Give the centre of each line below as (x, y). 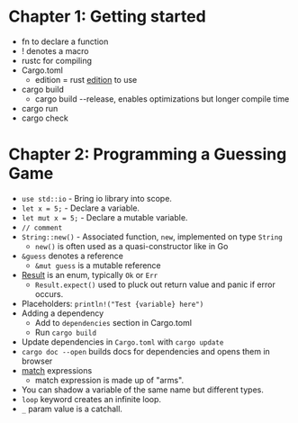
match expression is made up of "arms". (109, 380)
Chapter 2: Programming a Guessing (148, 154)
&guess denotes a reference (72, 256)
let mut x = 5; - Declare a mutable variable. (104, 217)
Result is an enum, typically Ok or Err (90, 274)
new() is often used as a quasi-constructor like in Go (131, 246)
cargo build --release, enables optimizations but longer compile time (162, 99)
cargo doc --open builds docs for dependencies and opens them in (146, 351)
